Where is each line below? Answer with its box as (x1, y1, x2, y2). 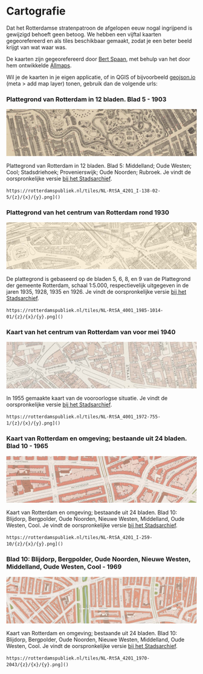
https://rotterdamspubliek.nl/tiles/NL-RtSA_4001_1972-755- (6, 414, 161, 420)
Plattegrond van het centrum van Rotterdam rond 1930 (6, 208, 170, 216)
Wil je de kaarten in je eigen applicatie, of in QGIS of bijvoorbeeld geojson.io (6, 73, 196, 81)
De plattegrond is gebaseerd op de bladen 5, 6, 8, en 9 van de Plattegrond (6, 275, 191, 282)
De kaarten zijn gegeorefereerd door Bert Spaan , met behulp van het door (6, 55, 190, 62)
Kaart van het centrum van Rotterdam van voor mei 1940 (6, 328, 176, 336)
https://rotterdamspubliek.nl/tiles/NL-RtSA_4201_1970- (6, 655, 150, 661)
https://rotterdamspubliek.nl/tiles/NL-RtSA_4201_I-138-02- (6, 188, 161, 194)
